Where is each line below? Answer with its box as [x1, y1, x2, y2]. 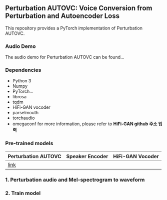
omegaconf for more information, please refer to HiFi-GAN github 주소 [12, 121, 157, 127]
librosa [12, 94, 26, 100]
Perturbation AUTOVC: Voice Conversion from [5, 4, 152, 12]
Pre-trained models [5, 140, 53, 147]
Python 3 [12, 78, 31, 84]
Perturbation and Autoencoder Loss [5, 12, 120, 20]
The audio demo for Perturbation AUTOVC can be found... [5, 54, 124, 60]
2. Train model [5, 190, 41, 197]
